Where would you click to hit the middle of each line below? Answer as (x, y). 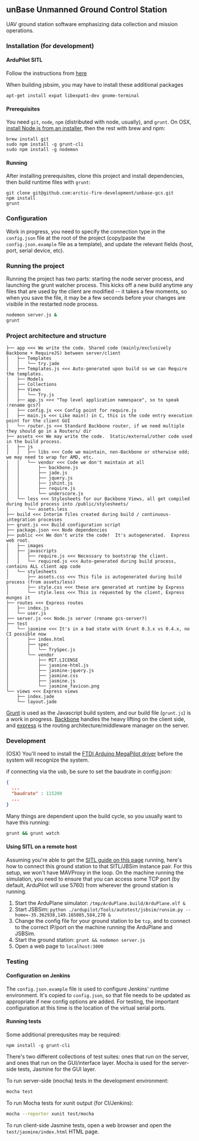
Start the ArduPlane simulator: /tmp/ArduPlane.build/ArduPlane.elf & (100, 903)
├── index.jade (36, 696)
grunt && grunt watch (33, 833)
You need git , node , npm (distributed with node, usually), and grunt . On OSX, (99, 122)
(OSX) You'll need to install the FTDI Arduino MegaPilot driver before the (94, 754)
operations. (20, 30)
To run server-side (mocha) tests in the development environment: (88, 1081)
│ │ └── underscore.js (45, 494)
